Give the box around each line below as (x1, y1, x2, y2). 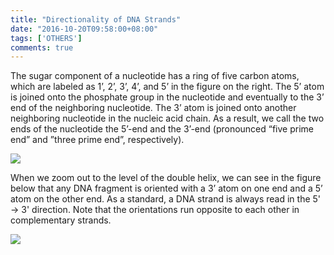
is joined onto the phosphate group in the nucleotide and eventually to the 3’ (10, 91, 325, 103)
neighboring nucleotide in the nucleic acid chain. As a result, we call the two (10, 112, 325, 125)
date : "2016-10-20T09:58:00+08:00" (10, 24, 159, 34)
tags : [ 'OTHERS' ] (10, 33, 83, 43)
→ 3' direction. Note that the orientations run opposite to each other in (10, 204, 300, 216)
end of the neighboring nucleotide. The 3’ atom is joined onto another (10, 102, 297, 114)
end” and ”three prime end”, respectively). (10, 134, 185, 146)
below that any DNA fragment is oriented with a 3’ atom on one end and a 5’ (10, 182, 323, 195)
